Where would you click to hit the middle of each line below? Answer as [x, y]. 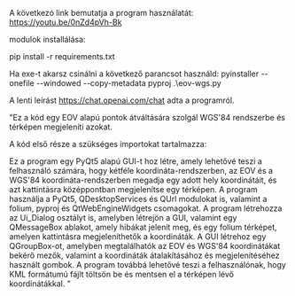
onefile [22, 83]
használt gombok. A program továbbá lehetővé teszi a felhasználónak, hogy [147, 265]
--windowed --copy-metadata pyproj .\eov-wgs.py [128, 83]
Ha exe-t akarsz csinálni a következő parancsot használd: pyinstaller [134, 74]
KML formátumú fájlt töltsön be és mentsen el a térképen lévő [122, 274]
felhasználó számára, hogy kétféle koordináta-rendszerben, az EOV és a [141, 171]
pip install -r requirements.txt [62, 56]
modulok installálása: [47, 39]
